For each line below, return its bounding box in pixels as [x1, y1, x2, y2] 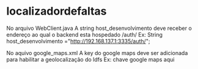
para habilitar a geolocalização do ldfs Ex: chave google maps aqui [6, 56, 175, 63]
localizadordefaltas [6, 4, 107, 18]
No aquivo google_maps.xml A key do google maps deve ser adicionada [6, 49, 188, 56]
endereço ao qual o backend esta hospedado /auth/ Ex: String [6, 31, 163, 38]
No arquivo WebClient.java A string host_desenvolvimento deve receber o [6, 24, 193, 32]
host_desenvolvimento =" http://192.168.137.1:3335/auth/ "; [6, 37, 150, 45]
